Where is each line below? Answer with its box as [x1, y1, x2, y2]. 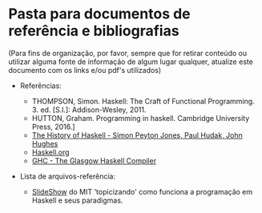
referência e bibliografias [8, 22, 179, 40]
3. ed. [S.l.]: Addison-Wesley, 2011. [31, 105, 147, 115]
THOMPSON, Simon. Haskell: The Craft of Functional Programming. [31, 96, 255, 106]
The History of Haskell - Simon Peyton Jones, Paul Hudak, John [31, 130, 243, 140]
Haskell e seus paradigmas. [31, 195, 123, 205]
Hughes [31, 139, 58, 148]
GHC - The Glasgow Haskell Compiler [31, 155, 157, 165]
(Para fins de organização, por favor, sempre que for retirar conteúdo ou [8, 48, 247, 58]
